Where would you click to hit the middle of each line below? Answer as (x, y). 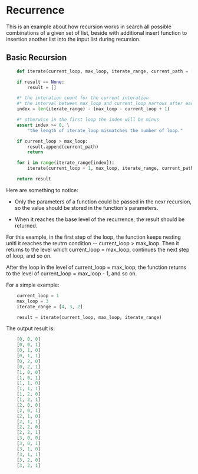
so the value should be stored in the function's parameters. (86, 208)
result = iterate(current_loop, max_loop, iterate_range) (89, 317)
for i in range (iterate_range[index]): (66, 163)
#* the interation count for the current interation (83, 98)
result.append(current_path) (63, 147)
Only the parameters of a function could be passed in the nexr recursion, (103, 202)
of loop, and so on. (29, 256)
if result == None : (41, 82)
